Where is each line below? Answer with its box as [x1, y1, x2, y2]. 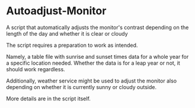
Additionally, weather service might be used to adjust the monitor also [6, 77, 177, 84]
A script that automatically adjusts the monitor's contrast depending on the [6, 24, 189, 31]
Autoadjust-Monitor [6, 4, 107, 18]
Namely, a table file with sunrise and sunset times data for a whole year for [6, 53, 189, 60]
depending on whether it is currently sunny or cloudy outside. [6, 83, 157, 90]
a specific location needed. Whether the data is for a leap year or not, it [6, 59, 181, 66]
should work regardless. [6, 65, 65, 72]
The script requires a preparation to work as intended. [6, 42, 138, 49]
